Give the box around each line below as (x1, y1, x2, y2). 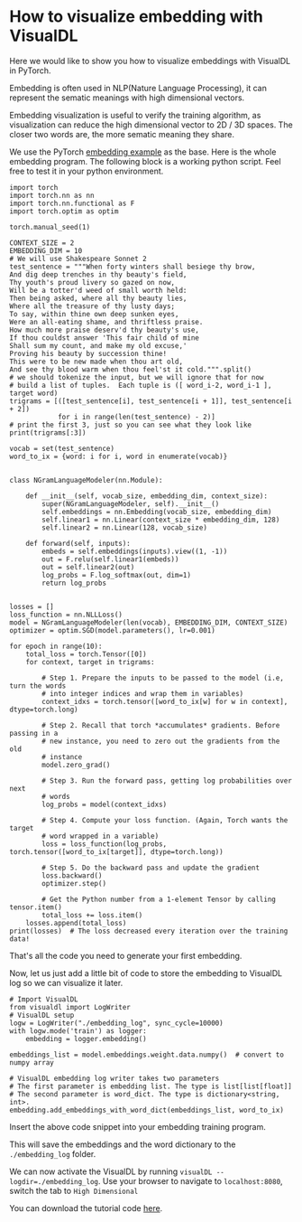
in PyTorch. (9, 65, 51, 76)
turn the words (9, 681, 67, 691)
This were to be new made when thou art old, (9, 357, 183, 366)
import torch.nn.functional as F (9, 199, 135, 208)
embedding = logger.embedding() (25, 1034, 147, 1043)
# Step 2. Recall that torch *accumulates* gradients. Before (41, 720, 280, 729)
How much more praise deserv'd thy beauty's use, (9, 325, 200, 334)
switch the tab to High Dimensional (9, 1185, 139, 1196)
